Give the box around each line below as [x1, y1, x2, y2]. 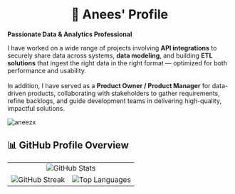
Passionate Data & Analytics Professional [7, 30, 132, 38]
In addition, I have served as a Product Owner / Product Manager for [7, 81, 211, 90]
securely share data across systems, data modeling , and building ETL [7, 51, 213, 60]
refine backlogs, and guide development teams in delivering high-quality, [7, 96, 222, 105]
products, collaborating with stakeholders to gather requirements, [27, 89, 221, 97]
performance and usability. [7, 66, 87, 75]
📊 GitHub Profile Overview [7, 139, 130, 151]
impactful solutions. [7, 104, 66, 112]
